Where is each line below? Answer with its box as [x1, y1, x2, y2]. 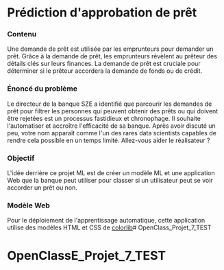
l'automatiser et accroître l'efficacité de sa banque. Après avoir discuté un [7, 122, 216, 130]
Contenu [7, 30, 37, 39]
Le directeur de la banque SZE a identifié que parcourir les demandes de [7, 100, 212, 108]
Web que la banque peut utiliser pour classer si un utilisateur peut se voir [7, 177, 214, 185]
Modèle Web [7, 201, 50, 210]
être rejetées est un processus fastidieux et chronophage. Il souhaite [7, 114, 201, 122]
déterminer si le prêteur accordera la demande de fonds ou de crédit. [7, 67, 203, 75]
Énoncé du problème [7, 84, 77, 93]
